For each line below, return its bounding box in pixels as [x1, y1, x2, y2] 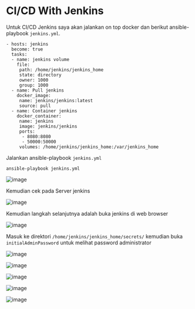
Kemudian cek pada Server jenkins [6, 187, 90, 194]
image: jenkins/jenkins [19, 123, 78, 129]
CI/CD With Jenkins [6, 4, 104, 18]
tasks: [11, 51, 28, 57]
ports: [19, 128, 35, 135]
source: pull [19, 103, 51, 109]
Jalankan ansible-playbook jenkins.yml [6, 154, 102, 161]
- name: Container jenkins [11, 108, 78, 114]
